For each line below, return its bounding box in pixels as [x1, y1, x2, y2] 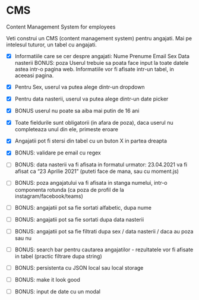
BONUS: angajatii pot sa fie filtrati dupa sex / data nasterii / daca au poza [14, 228, 194, 235]
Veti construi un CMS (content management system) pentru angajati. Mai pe [6, 34, 192, 42]
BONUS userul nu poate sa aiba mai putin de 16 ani [14, 108, 140, 115]
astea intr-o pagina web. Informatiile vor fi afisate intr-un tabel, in [14, 66, 174, 72]
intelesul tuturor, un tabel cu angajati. [6, 41, 97, 48]
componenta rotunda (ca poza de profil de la [14, 186, 125, 193]
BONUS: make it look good [14, 276, 80, 283]
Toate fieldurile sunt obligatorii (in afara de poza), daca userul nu [14, 119, 173, 127]
